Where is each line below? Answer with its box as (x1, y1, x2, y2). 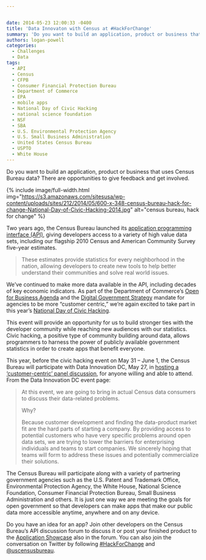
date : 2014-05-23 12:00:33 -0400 (6, 20, 92, 26)
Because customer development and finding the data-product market (21, 418, 197, 426)
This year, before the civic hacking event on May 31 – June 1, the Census (6, 357, 190, 364)
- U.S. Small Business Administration (12, 134, 112, 140)
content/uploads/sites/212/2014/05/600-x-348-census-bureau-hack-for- (6, 199, 192, 206)
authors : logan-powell (6, 37, 64, 43)
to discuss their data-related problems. (21, 394, 120, 402)
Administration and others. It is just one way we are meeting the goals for (6, 496, 191, 503)
